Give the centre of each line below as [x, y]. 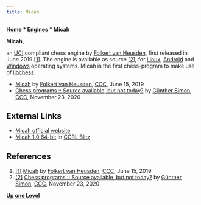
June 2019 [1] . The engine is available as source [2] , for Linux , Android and [100, 59]
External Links [34, 116]
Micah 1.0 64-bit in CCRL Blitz [53, 137]
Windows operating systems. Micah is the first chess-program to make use [100, 66]
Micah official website [43, 131]
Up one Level [23, 196]
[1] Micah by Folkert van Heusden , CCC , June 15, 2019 [83, 171]
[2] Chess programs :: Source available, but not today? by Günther [98, 178]
